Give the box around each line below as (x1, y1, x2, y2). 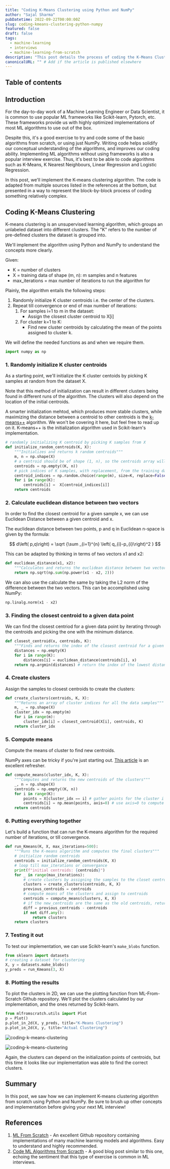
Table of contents (5, 78, 62, 87)
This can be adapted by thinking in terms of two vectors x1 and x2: (5, 551, 144, 557)
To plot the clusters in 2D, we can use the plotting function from (5, 990, 138, 997)
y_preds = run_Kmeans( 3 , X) (5, 967, 65, 972)
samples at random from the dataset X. (5, 378, 87, 384)
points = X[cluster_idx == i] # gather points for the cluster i (23, 796, 164, 801)
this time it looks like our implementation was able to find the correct (5, 1059, 148, 1066)
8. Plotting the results (5, 979, 59, 986)
